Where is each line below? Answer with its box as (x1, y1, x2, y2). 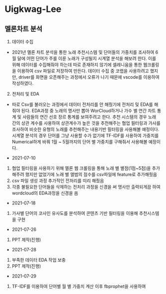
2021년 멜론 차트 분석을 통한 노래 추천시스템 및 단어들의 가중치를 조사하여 (11, 49, 155, 55)
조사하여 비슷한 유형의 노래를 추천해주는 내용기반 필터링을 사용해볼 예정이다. (11, 126, 160, 132)
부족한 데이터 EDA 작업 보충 (11, 257, 66, 263)
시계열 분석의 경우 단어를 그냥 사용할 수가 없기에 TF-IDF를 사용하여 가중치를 (11, 133, 159, 138)
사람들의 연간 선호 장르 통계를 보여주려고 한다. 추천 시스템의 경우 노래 (22, 114, 157, 120)
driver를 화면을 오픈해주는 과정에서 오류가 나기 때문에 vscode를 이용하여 (18, 74, 160, 80)
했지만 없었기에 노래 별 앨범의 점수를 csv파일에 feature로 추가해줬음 (25, 172, 158, 177)
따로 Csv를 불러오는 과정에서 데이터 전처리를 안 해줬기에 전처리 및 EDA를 (11, 101, 153, 107)
